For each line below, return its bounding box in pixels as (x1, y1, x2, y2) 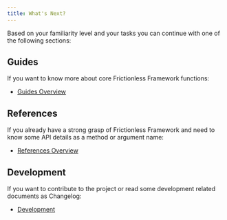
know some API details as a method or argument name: (7, 133, 164, 142)
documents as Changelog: (7, 192, 82, 200)
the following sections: (7, 36, 72, 45)
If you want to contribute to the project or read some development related (7, 185, 216, 193)
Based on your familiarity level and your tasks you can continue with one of (7, 29, 220, 37)
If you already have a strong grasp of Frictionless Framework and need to (7, 126, 215, 134)
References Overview (17, 146, 79, 155)
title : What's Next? (7, 10, 67, 17)
